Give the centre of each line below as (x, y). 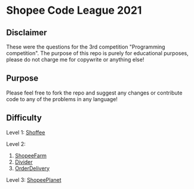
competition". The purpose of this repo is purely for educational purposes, (98, 53)
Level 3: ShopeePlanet (34, 179)
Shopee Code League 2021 (74, 10)
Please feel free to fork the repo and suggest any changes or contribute (94, 93)
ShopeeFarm (30, 156)
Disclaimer (27, 33)
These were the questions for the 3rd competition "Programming (86, 47)
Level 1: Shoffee (26, 132)
